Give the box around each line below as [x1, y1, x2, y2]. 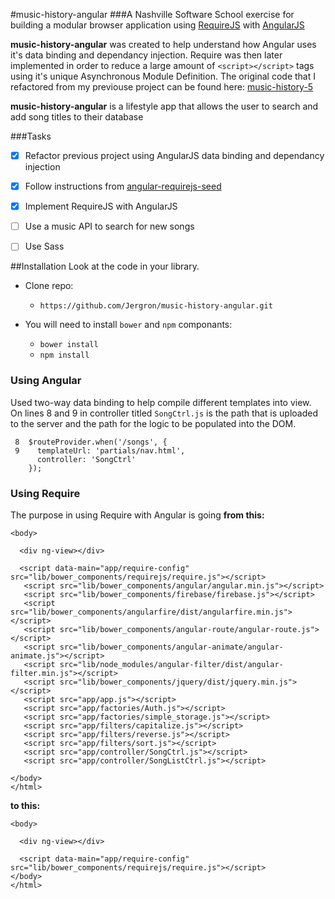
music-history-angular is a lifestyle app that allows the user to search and [10, 100, 319, 112]
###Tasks [10, 130, 52, 142]
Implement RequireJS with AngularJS [24, 200, 178, 213]
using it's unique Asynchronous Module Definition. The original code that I [10, 70, 317, 82]
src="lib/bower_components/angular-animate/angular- [59, 642, 284, 652]
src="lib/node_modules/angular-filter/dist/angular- [59, 659, 284, 669]
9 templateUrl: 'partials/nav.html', [14, 445, 186, 456]
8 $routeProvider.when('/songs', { [14, 437, 168, 447]
